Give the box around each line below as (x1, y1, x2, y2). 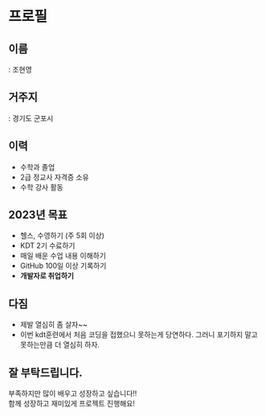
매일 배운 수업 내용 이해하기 (19, 251, 107, 261)
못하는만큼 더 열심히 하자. (19, 340, 100, 350)
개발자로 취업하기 (19, 271, 75, 281)
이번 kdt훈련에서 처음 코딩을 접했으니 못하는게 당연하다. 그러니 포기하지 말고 (19, 330, 259, 340)
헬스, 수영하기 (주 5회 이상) (19, 231, 104, 241)
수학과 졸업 (19, 162, 55, 171)
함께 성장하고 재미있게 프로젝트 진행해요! (8, 399, 135, 409)
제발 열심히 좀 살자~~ (19, 319, 88, 330)
